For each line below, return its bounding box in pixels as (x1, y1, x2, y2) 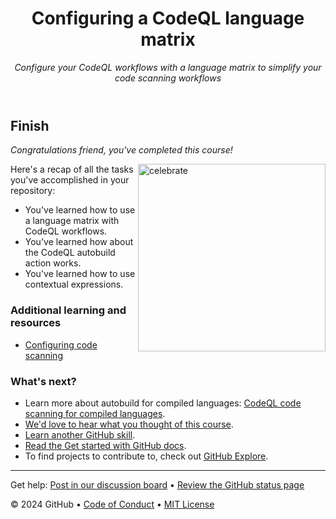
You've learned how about (24, 236, 134, 248)
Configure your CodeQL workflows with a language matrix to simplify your (14, 61, 322, 73)
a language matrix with (24, 215, 120, 227)
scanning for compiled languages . (24, 407, 166, 419)
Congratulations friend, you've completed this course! (10, 144, 233, 156)
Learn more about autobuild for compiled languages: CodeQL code (24, 397, 302, 409)
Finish (10, 117, 50, 134)
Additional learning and (10, 303, 127, 317)
